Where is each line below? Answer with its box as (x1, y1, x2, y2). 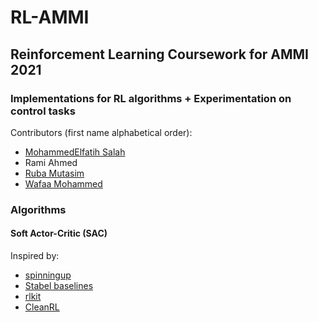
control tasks (10, 104, 76, 118)
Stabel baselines (24, 280, 94, 291)
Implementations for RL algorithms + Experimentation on (10, 91, 292, 105)
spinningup (24, 269, 72, 281)
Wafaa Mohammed (24, 177, 103, 190)
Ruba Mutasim (24, 167, 85, 179)
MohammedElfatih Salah (24, 146, 126, 158)
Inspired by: (10, 250, 60, 261)
